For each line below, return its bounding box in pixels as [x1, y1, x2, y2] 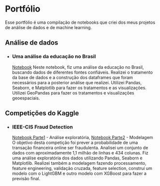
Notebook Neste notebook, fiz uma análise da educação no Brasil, [12, 64, 144, 70]
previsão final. [12, 176, 41, 182]
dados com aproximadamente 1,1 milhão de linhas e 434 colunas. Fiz [12, 150, 149, 156]
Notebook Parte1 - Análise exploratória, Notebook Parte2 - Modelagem [12, 135, 153, 140]
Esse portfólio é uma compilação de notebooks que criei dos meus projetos [5, 19, 156, 25]
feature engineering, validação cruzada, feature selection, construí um [12, 166, 152, 171]
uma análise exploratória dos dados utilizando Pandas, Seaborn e [12, 155, 143, 161]
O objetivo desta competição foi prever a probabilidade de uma [12, 139, 138, 146]
